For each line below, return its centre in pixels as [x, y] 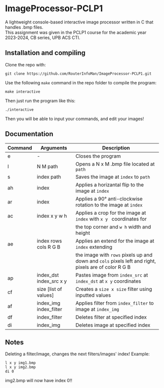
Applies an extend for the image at [115, 241]
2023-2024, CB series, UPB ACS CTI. [43, 38]
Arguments [54, 148]
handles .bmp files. [24, 27]
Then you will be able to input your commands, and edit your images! [74, 119]
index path [49, 177]
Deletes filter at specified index [111, 317]
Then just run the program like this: [40, 101]
